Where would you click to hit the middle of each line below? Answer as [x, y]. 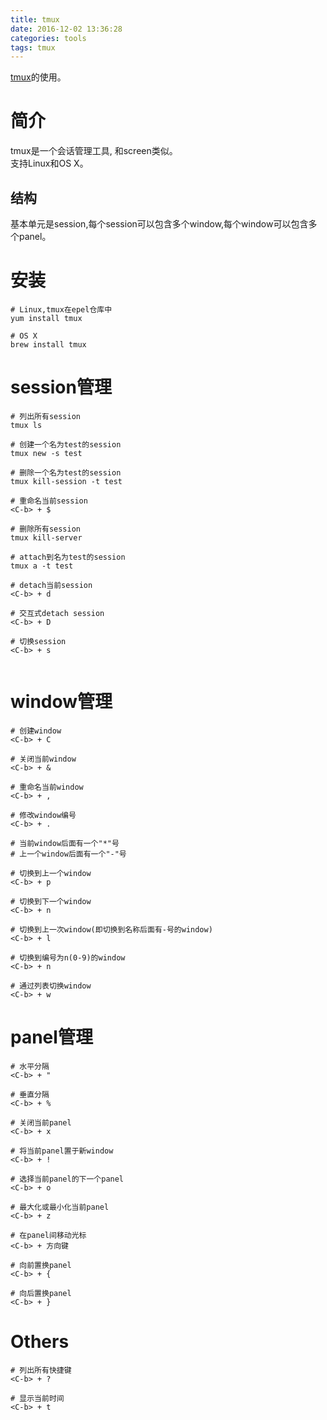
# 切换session [38, 641]
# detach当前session [51, 585]
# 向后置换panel [41, 1293]
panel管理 [51, 1037]
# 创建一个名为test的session [66, 444]
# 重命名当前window [47, 787]
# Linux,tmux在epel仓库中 [61, 309]
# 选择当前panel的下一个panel [67, 1179]
